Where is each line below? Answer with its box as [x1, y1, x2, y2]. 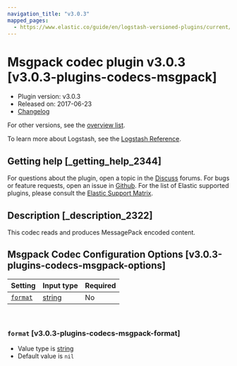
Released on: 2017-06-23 [17, 100, 92, 108]
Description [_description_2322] [7, 209, 153, 221]
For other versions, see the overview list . [7, 121, 126, 129]
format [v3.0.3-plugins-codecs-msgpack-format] [7, 328, 181, 338]
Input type [42, 281, 79, 290]
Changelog [17, 107, 50, 116]
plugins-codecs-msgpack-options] [7, 259, 166, 272]
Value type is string [17, 344, 74, 353]
